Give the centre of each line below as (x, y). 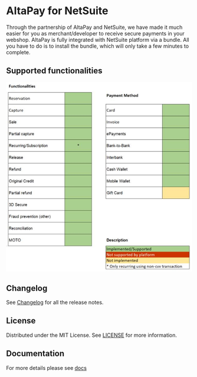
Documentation (35, 354)
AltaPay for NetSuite (57, 11)
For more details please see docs (47, 368)
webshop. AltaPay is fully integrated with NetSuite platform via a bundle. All (98, 40)
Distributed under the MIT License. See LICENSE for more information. (92, 335)
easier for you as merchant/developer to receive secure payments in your (95, 33)
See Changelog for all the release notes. (55, 302)
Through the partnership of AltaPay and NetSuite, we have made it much (94, 27)
